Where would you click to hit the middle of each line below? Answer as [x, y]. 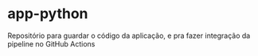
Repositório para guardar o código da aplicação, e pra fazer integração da [129, 35]
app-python [48, 14]
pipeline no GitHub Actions [51, 43]
